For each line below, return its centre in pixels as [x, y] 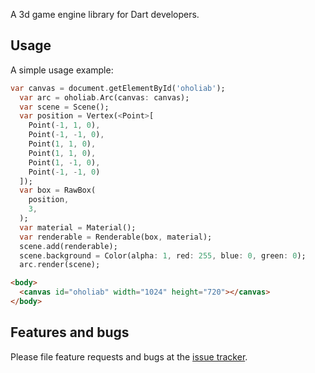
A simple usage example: [62, 70]
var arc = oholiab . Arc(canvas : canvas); [104, 97]
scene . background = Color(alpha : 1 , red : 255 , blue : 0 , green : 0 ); [163, 255]
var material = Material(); [78, 227]
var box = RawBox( [58, 190]
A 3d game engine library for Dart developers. [105, 14]
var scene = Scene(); [64, 107]
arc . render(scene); [60, 265]
